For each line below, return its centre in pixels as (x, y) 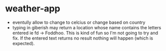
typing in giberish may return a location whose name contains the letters (87, 27)
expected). (23, 43)
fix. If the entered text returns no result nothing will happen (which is (83, 38)
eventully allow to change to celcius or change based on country (79, 22)
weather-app (33, 9)
